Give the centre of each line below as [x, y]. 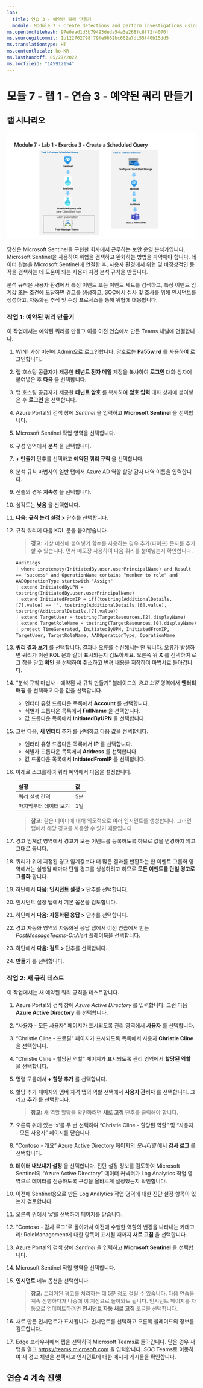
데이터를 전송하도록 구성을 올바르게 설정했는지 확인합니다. [99, 1181]
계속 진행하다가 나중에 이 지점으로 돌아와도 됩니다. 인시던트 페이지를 [110, 1301]
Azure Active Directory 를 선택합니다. [62, 1013]
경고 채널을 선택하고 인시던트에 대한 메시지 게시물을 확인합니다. [102, 1357]
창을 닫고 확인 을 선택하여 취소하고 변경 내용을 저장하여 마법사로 [97, 663]
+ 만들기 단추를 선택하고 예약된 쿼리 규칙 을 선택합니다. [80, 459]
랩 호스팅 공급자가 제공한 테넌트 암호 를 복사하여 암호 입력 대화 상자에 [96, 392]
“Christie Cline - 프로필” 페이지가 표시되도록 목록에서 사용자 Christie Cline [105, 1038]
